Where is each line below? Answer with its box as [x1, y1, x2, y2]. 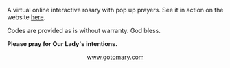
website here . [7, 13, 46, 21]
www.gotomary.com [87, 53, 144, 61]
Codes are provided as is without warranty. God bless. [7, 27, 161, 34]
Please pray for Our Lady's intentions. [7, 40, 118, 47]
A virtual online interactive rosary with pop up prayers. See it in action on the [7, 6, 224, 14]
